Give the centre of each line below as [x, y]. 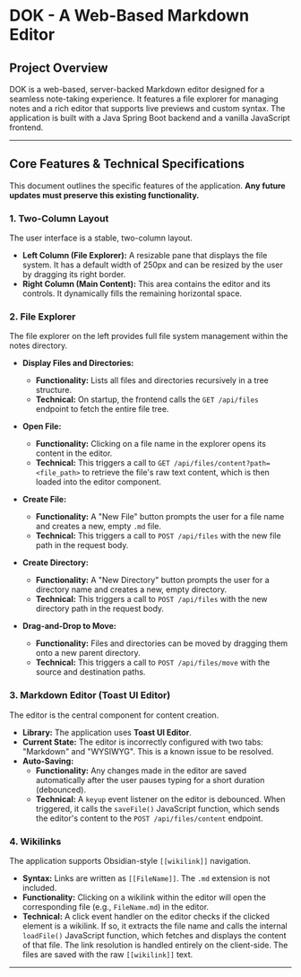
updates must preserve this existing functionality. [104, 195]
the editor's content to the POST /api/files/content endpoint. [149, 818]
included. [39, 888]
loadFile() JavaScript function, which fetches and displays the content [154, 935]
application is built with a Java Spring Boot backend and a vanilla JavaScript [150, 118]
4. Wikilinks [35, 842]
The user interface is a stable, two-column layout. [101, 238]
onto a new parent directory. [88, 653]
